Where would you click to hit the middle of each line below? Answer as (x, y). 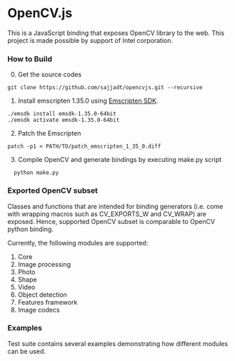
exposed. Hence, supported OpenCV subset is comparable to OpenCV (111, 221)
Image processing (44, 264)
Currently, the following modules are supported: (78, 243)
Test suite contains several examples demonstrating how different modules (118, 343)
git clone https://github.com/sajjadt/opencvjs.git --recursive (105, 88)
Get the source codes (50, 75)
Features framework (47, 302)
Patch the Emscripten (49, 133)
